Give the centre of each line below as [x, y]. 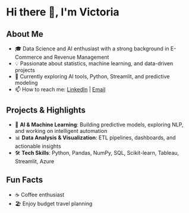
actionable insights [38, 146]
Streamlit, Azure [34, 161]
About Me [25, 34]
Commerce [29, 57]
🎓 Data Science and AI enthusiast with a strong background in [92, 49]
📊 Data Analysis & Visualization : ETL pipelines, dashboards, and [95, 137]
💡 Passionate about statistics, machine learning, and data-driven [94, 63]
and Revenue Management [76, 57]
